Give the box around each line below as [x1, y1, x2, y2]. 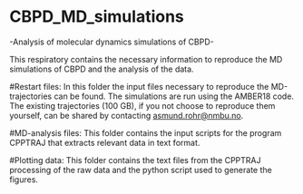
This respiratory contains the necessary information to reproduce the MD [9, 53, 283, 64]
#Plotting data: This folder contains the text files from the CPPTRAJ [9, 154, 261, 165]
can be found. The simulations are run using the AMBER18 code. [54, 91, 295, 102]
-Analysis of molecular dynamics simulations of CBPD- [9, 36, 215, 47]
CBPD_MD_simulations [9, 6, 184, 27]
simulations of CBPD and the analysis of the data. [9, 63, 194, 74]
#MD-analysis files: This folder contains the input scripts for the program [9, 127, 282, 138]
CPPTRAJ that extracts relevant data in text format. [9, 137, 200, 148]
